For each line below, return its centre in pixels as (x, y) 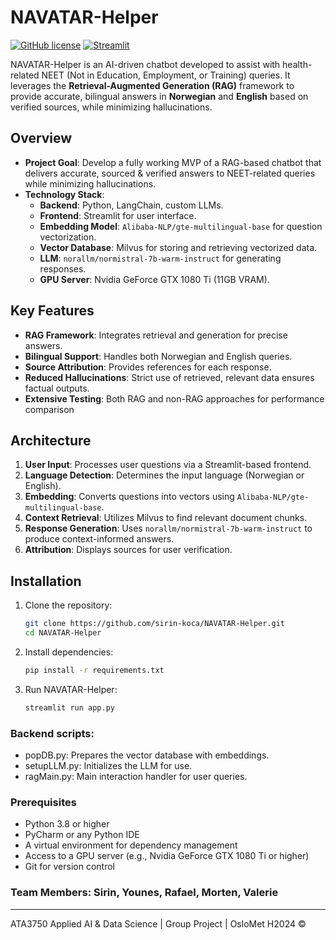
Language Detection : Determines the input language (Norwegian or (164, 475)
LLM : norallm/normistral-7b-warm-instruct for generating (160, 258)
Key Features (52, 311)
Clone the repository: (68, 605)
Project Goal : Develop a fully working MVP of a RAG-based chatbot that (173, 162)
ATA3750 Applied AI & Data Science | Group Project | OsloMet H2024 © (158, 923)
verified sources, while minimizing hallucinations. (111, 107)
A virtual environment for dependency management (131, 845)
